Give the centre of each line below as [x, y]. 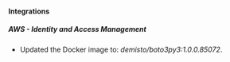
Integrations [29, 11]
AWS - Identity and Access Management [78, 29]
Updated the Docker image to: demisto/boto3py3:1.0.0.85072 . [121, 49]
